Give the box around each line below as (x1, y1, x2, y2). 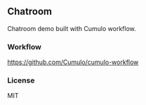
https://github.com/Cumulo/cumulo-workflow (7, 58, 139, 66)
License (7, 75, 35, 85)
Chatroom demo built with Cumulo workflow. (7, 24, 137, 32)
